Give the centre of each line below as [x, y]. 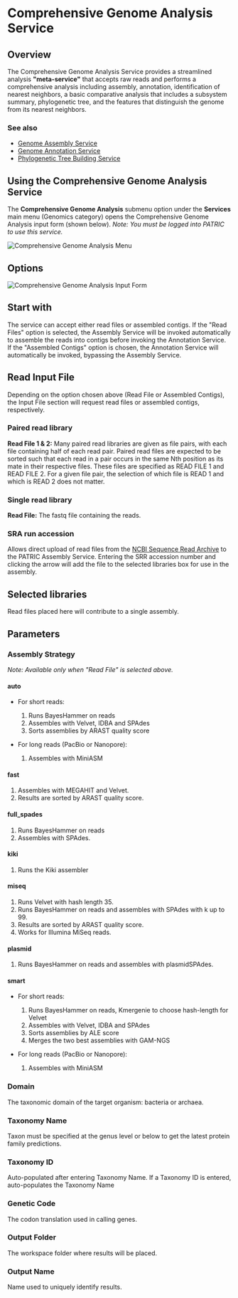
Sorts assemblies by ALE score [74, 1033]
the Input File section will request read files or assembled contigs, [104, 402]
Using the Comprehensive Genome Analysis [107, 180]
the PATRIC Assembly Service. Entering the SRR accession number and [112, 557]
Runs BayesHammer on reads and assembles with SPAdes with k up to [121, 909]
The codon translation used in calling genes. [72, 1219]
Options [26, 268]
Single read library [40, 500]
